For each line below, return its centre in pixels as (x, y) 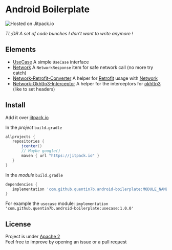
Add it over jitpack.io (27, 117)
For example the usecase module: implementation (57, 203)
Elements (21, 50)
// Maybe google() (41, 151)
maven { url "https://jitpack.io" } (60, 156)
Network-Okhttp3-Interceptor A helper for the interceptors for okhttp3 (87, 83)
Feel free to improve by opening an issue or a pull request (66, 242)
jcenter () (32, 146)
